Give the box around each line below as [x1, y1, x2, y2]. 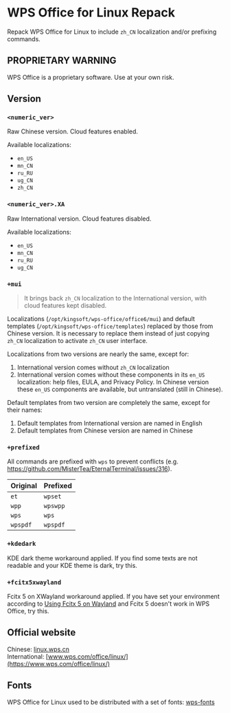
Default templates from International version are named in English [16, 419, 203, 428]
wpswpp [43, 502, 65, 510]
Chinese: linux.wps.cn [7, 645, 70, 653]
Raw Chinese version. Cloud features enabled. [7, 127, 139, 135]
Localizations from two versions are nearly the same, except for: [7, 350, 189, 358]
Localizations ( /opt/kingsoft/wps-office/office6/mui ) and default [7, 315, 196, 323]
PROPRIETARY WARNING [7, 55, 117, 67]
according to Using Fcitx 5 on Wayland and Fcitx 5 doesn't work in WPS [7, 600, 210, 608]
